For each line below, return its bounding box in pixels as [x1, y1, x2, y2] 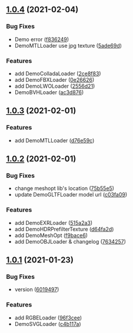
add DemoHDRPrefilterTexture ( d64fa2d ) [14, 225, 114, 232]
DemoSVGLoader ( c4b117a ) [14, 320, 81, 327]
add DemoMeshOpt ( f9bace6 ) [14, 232, 88, 239]
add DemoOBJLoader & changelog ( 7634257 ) [14, 238, 127, 245]
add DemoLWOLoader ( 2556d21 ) [14, 82, 95, 89]
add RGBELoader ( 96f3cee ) [14, 314, 82, 321]
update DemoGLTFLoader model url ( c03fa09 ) [14, 191, 128, 198]
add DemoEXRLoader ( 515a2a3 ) [14, 219, 93, 226]
